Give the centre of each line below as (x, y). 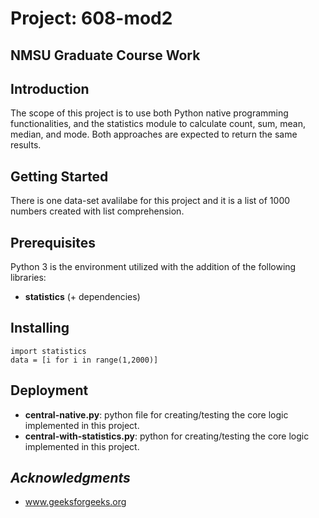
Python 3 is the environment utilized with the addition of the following (153, 267)
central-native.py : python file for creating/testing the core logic (156, 414)
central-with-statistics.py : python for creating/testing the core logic (167, 436)
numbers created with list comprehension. (97, 211)
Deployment (49, 390)
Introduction (50, 88)
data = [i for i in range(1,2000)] (84, 360)
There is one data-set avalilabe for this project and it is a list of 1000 (150, 201)
